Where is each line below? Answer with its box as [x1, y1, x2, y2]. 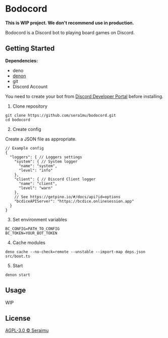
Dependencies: [5, 58, 38, 64]
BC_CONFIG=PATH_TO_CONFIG [5, 226, 60, 231]
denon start [5, 272, 30, 277]
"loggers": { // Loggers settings [10, 155, 82, 160]
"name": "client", [18, 181, 58, 186]
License [5, 314, 31, 322]
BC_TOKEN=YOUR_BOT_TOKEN [5, 230, 58, 235]
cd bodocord [5, 117, 30, 122]
